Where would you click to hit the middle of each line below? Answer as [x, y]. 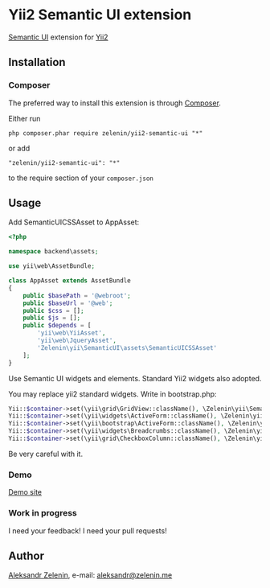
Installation [37, 62]
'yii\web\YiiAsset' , [72, 333]
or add [19, 148]
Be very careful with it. [45, 454]
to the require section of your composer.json [81, 178]
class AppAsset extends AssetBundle [70, 281]
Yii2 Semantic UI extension [100, 15]
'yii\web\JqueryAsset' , [77, 341]
